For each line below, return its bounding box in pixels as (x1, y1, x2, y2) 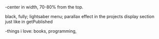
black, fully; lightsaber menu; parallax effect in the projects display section (5, 14, 155, 19)
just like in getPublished (5, 19, 53, 24)
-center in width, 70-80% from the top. (5, 4, 84, 10)
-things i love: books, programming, (5, 28, 77, 34)
